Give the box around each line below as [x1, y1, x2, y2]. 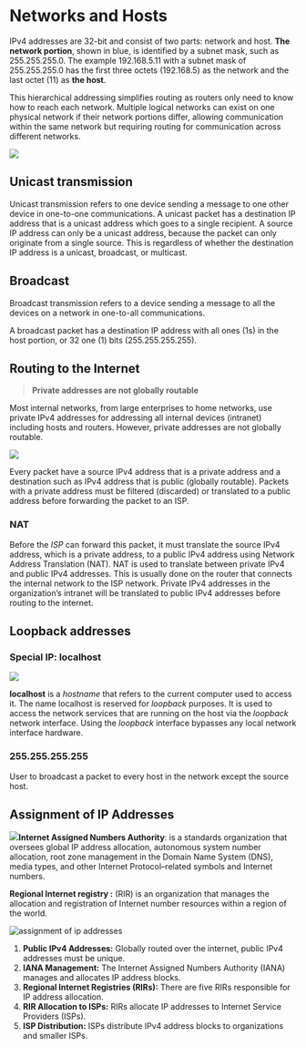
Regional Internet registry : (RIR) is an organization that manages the [9, 889, 270, 899]
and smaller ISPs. [22, 1031, 88, 1042]
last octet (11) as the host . [9, 74, 107, 85]
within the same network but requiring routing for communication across [9, 120, 281, 132]
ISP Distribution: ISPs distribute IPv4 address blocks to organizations [22, 1021, 284, 1032]
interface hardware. [9, 727, 84, 738]
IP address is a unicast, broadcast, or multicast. [9, 247, 189, 258]
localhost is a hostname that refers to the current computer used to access [9, 689, 292, 700]
